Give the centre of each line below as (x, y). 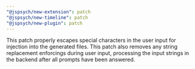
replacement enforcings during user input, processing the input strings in (98, 53)
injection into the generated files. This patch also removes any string (92, 47)
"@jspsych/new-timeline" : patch (47, 18)
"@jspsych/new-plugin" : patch (45, 23)
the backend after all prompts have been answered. (71, 60)
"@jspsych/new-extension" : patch (49, 12)
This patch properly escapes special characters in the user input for (91, 41)
